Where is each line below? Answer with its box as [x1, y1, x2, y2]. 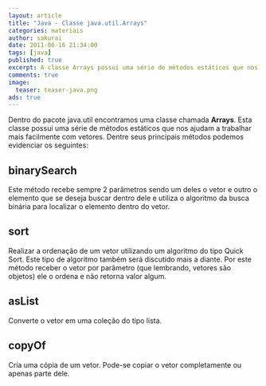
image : [8, 78, 30, 86]
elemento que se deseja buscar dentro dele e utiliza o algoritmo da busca [8, 193, 249, 203]
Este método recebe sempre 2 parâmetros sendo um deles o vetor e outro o [8, 185, 258, 195]
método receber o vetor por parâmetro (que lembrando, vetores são [8, 262, 232, 272]
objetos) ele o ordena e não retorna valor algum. [8, 271, 167, 281]
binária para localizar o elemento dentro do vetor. [8, 202, 170, 211]
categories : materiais [8, 26, 84, 34]
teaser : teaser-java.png [15, 85, 98, 94]
